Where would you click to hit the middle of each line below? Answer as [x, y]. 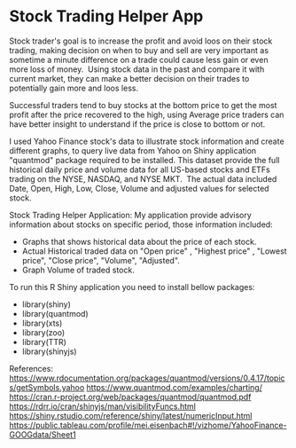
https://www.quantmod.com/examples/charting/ [175, 387]
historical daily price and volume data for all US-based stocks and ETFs [140, 169]
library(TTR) [44, 342]
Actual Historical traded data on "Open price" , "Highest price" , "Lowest [154, 251]
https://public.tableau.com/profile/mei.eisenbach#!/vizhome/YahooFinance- [148, 425]
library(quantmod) [55, 313]
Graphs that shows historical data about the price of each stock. [139, 241]
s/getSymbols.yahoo [47, 387]
